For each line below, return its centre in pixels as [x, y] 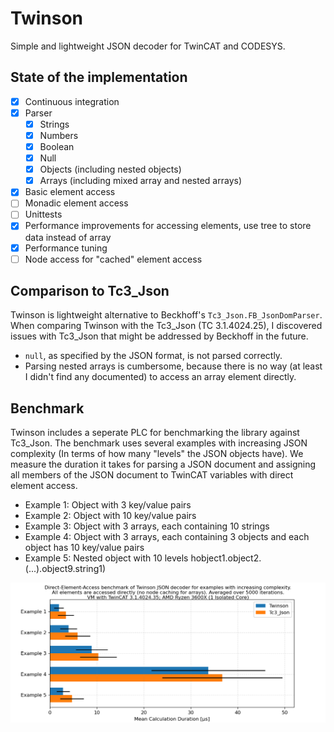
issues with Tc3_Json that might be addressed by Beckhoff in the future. [159, 336]
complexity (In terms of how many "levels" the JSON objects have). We [157, 454]
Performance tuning [66, 248]
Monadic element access [76, 203]
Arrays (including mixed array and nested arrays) [141, 181]
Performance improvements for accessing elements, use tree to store [168, 226]
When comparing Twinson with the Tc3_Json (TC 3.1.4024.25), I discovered [166, 326]
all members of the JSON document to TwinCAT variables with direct [152, 475]
